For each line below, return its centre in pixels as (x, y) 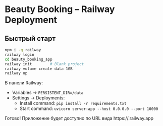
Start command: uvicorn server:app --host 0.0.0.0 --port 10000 (89, 108)
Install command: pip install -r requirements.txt (73, 103)
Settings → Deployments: (38, 98)
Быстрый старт (30, 38)
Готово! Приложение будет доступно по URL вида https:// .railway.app (79, 118)
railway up (16, 73)
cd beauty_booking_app (29, 59)
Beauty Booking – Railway (60, 9)
